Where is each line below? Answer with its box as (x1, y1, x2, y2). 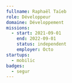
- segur (11, 68, 30, 74)
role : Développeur (6, 14, 51, 20)
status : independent (16, 41, 67, 47)
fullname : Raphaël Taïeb (6, 8, 67, 15)
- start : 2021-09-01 (11, 30, 61, 36)
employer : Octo (16, 47, 54, 53)
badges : (6, 63, 25, 69)
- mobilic (11, 57, 35, 63)
